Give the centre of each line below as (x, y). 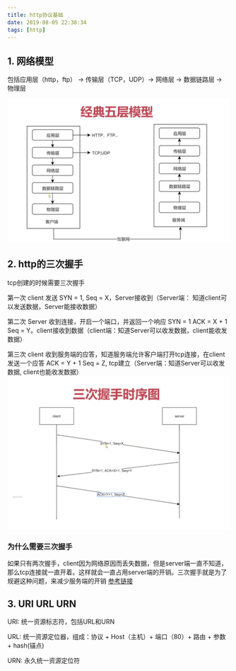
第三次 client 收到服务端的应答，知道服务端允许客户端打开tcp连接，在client (116, 354)
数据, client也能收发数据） (45, 372)
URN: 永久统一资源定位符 (43, 660)
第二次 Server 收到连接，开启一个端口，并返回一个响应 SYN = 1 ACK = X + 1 (117, 321)
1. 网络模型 (31, 61)
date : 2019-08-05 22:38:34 (47, 22)
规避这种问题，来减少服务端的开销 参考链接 (70, 581)
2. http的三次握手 (45, 264)
